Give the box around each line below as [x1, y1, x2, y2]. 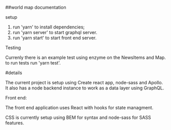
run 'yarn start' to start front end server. [12, 35, 97, 41]
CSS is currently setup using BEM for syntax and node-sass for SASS [5, 114, 152, 120]
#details [5, 70, 22, 76]
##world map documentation [5, 5, 66, 10]
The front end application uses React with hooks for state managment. [5, 105, 154, 111]
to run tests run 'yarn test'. [5, 60, 61, 66]
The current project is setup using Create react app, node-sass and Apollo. [5, 80, 163, 85]
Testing [5, 45, 21, 50]
